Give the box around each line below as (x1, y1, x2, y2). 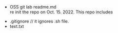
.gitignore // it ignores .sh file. (9, 19, 69, 24)
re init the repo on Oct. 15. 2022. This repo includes (9, 9, 113, 15)
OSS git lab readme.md (9, 4, 57, 10)
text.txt (9, 23, 24, 29)
